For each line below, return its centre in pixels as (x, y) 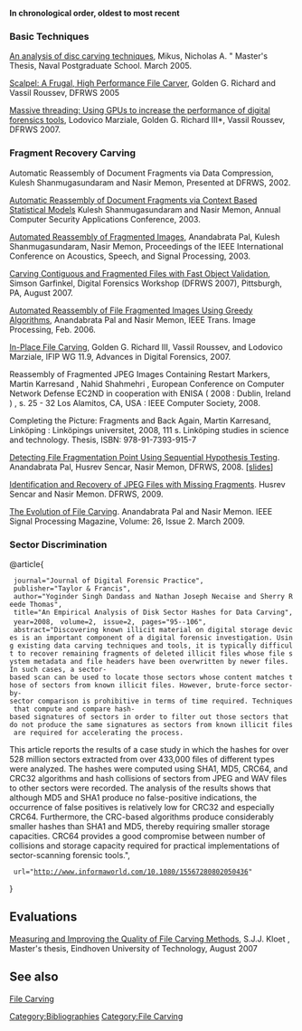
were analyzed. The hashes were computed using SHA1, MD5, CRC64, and (149, 769)
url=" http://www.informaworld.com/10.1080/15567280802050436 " (133, 872)
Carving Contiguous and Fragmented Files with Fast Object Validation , (140, 273)
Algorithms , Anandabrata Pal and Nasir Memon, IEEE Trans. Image (132, 319)
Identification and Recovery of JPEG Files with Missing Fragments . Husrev (148, 484)
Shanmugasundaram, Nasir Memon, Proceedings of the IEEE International (146, 246)
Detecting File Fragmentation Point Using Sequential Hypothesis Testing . (145, 457)
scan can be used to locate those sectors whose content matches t (163, 677)
